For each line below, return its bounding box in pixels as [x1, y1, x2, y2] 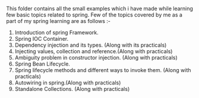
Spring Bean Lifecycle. [14, 60, 70, 67]
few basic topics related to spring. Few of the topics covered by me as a [6, 11, 183, 18]
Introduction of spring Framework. [14, 29, 99, 36]
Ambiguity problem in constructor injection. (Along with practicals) [14, 54, 178, 61]
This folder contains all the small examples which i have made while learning [6, 5, 193, 12]
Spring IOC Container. [14, 35, 69, 42]
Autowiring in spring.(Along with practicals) [14, 79, 121, 86]
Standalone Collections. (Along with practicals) [14, 86, 130, 92]
